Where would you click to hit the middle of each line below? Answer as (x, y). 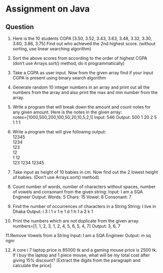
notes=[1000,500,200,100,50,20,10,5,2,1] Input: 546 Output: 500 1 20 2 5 (85, 117)
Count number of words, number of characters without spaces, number (84, 187)
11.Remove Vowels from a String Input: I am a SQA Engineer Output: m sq (78, 235)
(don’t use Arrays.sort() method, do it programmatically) (69, 63)
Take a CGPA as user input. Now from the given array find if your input (83, 73)
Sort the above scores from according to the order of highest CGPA (80, 58)
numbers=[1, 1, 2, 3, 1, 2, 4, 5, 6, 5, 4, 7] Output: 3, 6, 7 (66, 226)
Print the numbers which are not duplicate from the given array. (76, 221)
